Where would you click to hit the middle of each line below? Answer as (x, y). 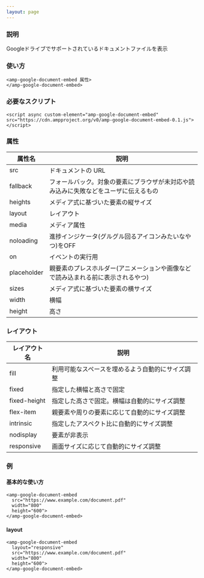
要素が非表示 (70, 435)
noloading (24, 240)
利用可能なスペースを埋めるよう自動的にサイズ (118, 369)
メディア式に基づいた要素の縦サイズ (101, 202)
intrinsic (21, 423)
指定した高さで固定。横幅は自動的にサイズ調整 (118, 401)
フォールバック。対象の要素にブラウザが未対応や (119, 181)
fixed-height (27, 401)
